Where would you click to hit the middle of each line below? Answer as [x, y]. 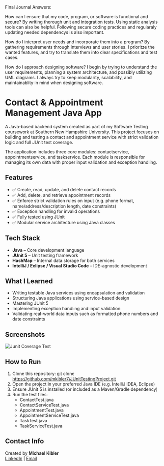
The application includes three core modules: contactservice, [67, 151]
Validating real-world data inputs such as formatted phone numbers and [85, 314]
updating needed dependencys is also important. [55, 32]
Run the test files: [30, 394]
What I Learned [29, 281]
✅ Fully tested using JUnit [38, 217]
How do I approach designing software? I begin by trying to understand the [81, 67]
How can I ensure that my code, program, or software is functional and [77, 16]
